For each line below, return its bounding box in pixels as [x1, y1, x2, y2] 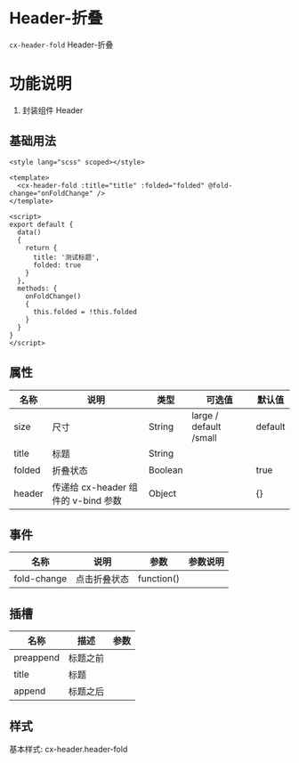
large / [190, 409, 219, 421]
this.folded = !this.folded [32, 307, 138, 316]
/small [190, 431, 217, 443]
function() [137, 572, 180, 585]
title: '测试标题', [32, 253, 101, 262]
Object [148, 487, 177, 499]
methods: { [17, 284, 58, 293]
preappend [13, 652, 61, 664]
